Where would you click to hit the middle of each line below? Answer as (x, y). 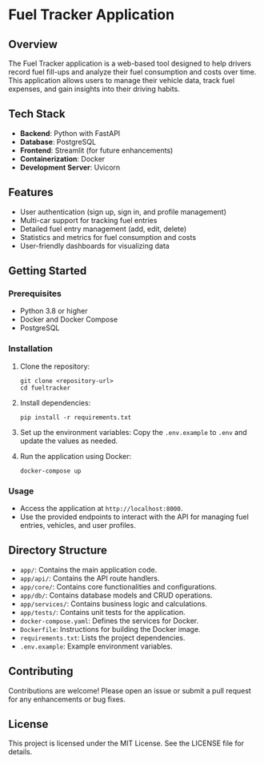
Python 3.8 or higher (54, 311)
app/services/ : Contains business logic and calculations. (114, 603)
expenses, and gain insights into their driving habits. (94, 89)
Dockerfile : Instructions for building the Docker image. (110, 629)
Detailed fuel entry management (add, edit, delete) (103, 229)
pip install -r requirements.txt (76, 417)
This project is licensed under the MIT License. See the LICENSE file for (126, 743)
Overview (33, 44)
